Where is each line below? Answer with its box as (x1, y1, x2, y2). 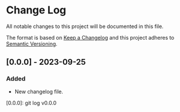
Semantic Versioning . (6, 40, 57, 47)
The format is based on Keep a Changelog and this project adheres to (6, 34, 175, 41)
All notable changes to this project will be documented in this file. (6, 23, 164, 30)
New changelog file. (14, 88, 63, 95)
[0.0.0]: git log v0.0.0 (6, 99, 57, 106)
